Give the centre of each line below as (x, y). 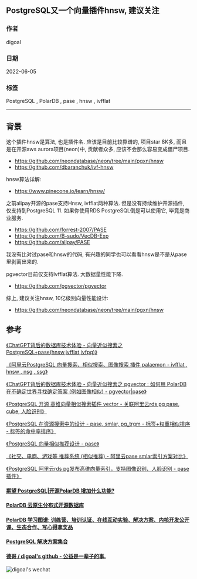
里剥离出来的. (23, 262)
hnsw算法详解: (24, 179)
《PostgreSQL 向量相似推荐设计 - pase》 (53, 444)
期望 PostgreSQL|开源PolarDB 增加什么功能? (60, 491)
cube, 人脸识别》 (26, 411)
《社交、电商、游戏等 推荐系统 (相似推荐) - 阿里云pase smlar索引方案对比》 (97, 456)
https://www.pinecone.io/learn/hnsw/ (60, 191)
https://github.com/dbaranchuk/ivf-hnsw (64, 167)
